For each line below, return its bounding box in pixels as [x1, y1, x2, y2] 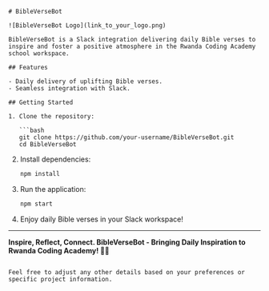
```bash [18, 126, 45, 134]
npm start [19, 200, 54, 208]
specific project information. [8, 275, 113, 283]
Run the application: [19, 184, 86, 193]
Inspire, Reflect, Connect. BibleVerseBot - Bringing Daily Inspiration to [8, 237, 246, 247]
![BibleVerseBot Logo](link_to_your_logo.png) [8, 22, 167, 30]
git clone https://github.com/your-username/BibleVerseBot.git [18, 134, 235, 142]
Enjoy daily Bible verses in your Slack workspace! [19, 214, 184, 224]
